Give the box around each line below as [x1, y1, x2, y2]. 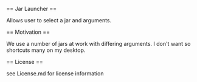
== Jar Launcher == [6, 5, 57, 12]
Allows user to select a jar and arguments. [6, 17, 112, 24]
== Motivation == [6, 28, 50, 36]
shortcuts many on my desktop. [6, 46, 86, 54]
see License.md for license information [6, 70, 104, 77]
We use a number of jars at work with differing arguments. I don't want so [6, 40, 191, 47]
